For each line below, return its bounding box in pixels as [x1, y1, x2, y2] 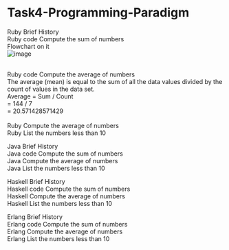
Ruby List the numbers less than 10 [7, 129, 107, 137]
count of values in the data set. [7, 85, 95, 93]
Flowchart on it [7, 42, 50, 50]
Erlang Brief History [7, 212, 63, 221]
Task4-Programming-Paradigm [7, 5, 190, 21]
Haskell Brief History [7, 177, 65, 185]
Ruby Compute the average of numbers [7, 121, 119, 129]
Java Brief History [7, 142, 58, 150]
